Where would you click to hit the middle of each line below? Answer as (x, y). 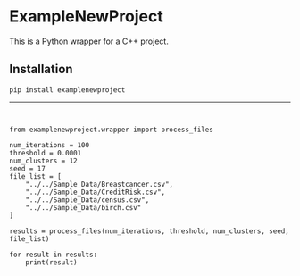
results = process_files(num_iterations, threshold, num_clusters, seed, (150, 231)
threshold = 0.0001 (46, 153)
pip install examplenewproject (67, 90)
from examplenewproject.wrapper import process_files (112, 130)
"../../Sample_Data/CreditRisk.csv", (96, 192)
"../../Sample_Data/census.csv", (87, 200)
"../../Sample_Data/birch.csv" (83, 207)
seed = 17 (28, 168)
